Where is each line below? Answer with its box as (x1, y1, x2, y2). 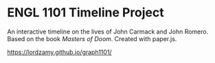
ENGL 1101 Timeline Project (7, 5, 165, 21)
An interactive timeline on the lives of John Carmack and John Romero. (7, 27, 209, 36)
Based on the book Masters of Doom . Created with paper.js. (7, 34, 177, 42)
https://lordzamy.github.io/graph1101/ (7, 48, 112, 56)
